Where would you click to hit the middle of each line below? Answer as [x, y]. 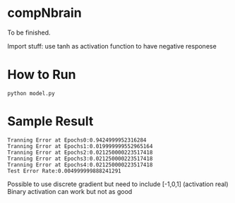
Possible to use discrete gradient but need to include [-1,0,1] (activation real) [118, 184]
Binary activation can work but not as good [70, 191]
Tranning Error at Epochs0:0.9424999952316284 [77, 140]
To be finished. [29, 32]
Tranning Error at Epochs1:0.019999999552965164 [80, 146]
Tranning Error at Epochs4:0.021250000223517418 [80, 165]
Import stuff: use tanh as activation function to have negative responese [112, 46]
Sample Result [50, 122]
